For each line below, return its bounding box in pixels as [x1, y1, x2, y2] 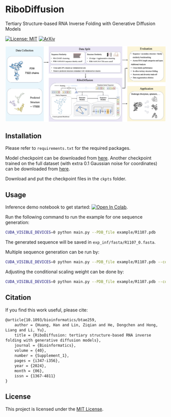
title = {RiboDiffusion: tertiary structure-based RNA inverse [14, 332, 152, 337]
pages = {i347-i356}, [14, 358, 60, 363]
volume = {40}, [14, 348, 47, 353]
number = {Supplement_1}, [14, 353, 70, 358]
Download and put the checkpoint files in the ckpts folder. [5, 176, 126, 182]
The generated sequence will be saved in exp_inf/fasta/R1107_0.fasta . [5, 239, 156, 245]
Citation [5, 293, 32, 302]
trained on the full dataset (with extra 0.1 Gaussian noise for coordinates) [5, 161, 158, 167]
